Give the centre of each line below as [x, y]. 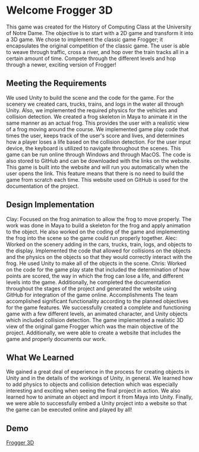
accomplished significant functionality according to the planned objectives [97, 301]
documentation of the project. [42, 186]
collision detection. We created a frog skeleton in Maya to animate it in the [97, 116]
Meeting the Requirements [56, 83]
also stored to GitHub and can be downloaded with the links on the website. [99, 160]
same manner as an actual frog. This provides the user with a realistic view [98, 123]
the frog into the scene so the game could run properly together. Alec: [92, 238]
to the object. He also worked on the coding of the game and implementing [98, 232]
